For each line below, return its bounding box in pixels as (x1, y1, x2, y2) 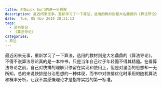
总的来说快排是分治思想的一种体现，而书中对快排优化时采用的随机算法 (17, 71, 157, 76)
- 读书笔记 (9, 25, 28, 30)
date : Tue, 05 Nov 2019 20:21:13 (5, 16, 75, 21)
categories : (5, 34, 29, 39)
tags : (5, 20, 16, 26)
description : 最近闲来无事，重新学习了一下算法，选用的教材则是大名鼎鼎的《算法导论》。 (5, 12, 161, 16)
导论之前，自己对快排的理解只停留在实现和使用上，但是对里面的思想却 (9, 64, 148, 70)
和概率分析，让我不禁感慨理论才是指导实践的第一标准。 (5, 76, 115, 82)
